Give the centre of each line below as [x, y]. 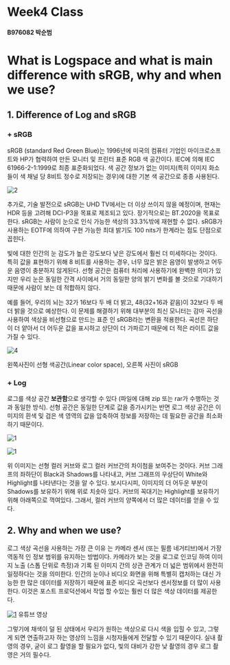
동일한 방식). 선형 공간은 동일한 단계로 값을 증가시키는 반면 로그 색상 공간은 [114, 407]
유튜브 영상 [33, 614]
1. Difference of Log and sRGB [72, 115]
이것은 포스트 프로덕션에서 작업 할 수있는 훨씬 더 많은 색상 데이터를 [110, 591]
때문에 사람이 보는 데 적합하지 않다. [54, 287]
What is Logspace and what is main [110, 60]
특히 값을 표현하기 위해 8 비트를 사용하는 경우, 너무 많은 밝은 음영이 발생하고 [109, 261]
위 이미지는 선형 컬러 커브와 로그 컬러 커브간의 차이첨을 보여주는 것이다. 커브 [109, 466]
